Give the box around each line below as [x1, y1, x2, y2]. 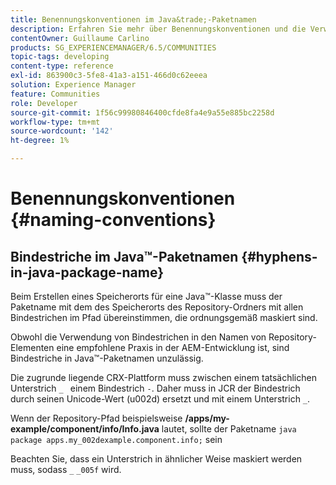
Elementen [10, 342, 55, 353]
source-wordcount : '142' [10, 126, 114, 136]
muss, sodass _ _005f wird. [10, 464, 122, 475]
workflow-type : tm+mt [10, 117, 101, 127]
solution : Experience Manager [10, 80, 137, 90]
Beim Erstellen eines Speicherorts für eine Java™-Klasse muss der [10, 291, 283, 302]
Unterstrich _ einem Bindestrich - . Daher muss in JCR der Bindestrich [10, 382, 301, 394]
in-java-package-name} [10, 264, 164, 281]
